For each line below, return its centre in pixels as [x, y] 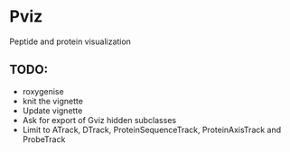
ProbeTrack [44, 139]
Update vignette [52, 111]
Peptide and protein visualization [70, 41]
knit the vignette [53, 101]
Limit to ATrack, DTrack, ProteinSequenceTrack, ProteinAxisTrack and [152, 130]
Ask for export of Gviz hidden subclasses [99, 120]
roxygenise [43, 91]
